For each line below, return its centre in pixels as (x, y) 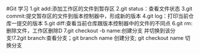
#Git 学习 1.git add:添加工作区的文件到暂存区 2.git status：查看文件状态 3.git (99, 9)
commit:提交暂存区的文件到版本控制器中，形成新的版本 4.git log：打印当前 (98, 16)
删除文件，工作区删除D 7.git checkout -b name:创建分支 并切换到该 (88, 31)
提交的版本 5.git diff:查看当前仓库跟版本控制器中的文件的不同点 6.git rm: (104, 23)
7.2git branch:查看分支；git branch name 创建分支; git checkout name (98, 38)
